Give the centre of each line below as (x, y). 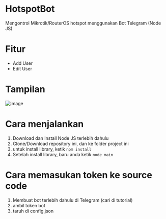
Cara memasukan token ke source (79, 175)
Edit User (22, 68)
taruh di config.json (33, 211)
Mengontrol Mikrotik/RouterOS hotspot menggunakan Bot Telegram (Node (83, 23)
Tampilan (25, 89)
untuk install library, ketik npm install (52, 149)
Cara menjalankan (45, 124)
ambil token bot (29, 205)
